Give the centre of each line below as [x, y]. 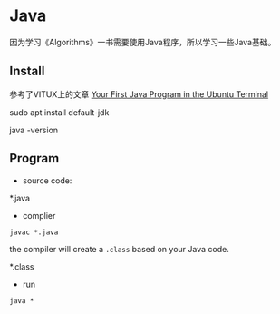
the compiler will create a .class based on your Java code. [119, 249]
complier [39, 215]
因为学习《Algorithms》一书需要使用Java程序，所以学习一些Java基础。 [143, 42]
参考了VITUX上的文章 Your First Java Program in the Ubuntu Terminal [139, 94]
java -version [34, 130]
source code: [47, 180]
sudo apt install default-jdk [59, 112]
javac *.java [34, 232]
